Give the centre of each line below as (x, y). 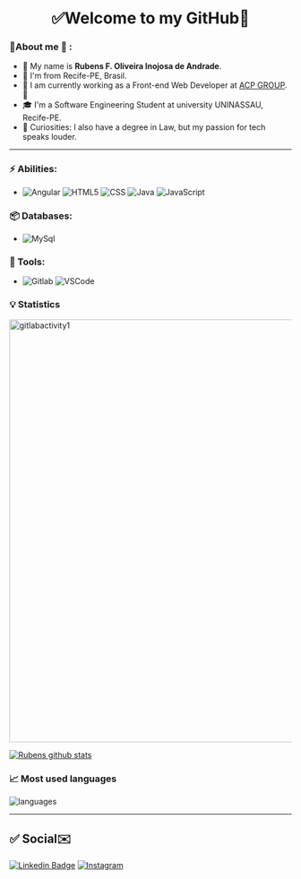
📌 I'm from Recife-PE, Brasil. (74, 76)
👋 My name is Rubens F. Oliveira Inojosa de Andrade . (122, 66)
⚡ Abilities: (34, 169)
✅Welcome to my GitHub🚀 (150, 18)
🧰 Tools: (27, 262)
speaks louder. (50, 137)
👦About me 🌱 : (41, 47)
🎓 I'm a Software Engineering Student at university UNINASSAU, (143, 105)
